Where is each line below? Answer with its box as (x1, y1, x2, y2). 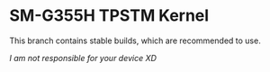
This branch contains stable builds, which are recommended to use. (9, 35, 261, 46)
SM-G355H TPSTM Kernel (9, 5, 210, 26)
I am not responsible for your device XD (9, 52, 157, 63)
